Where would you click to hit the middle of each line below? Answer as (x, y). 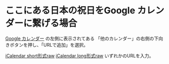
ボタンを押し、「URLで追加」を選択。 (49, 45)
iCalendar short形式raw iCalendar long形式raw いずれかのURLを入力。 (80, 56)
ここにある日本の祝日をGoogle (70, 10)
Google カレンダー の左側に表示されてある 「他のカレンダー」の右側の (80, 38)
